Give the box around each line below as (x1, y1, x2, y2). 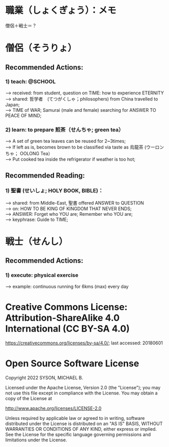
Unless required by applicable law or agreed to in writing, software (5, 415, 145, 421)
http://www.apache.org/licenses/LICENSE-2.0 (5, 405, 102, 411)
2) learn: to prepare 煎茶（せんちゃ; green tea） (5, 126, 124, 133)
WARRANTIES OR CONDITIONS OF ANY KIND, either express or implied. (5, 426, 157, 432)
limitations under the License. (5, 437, 67, 443)
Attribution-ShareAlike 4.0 (5, 312, 120, 324)
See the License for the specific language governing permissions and (5, 431, 151, 437)
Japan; (5, 102, 20, 108)
